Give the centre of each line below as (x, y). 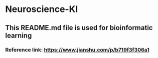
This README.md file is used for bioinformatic (79, 28)
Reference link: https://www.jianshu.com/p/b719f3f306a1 (77, 49)
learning (19, 35)
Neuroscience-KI (42, 9)
